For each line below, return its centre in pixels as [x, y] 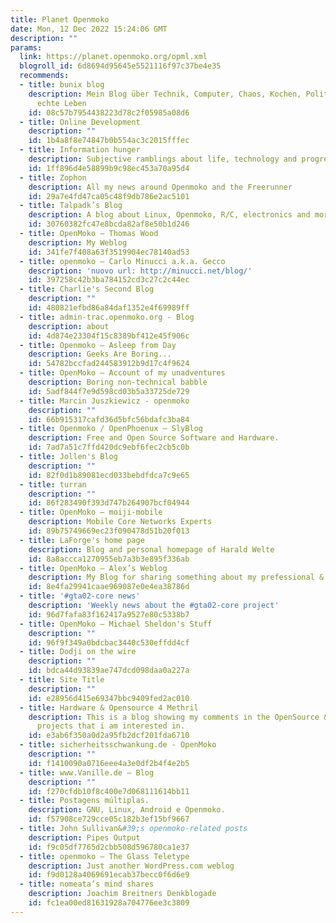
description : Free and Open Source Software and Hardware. [154, 438]
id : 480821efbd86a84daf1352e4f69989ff [109, 308]
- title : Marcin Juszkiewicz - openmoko [104, 401]
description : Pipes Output [84, 837]
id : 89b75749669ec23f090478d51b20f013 [109, 531]
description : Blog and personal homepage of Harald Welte [151, 549]
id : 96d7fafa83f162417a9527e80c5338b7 [109, 614]
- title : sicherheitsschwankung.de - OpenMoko [118, 745]
